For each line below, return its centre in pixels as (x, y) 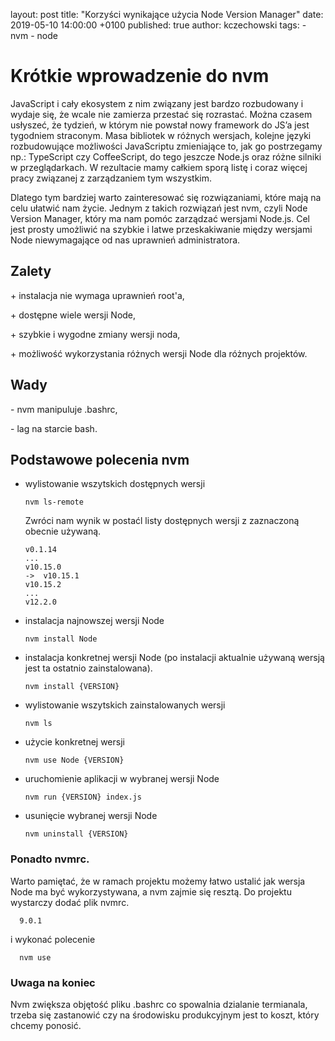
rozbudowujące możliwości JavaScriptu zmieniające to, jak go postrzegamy (166, 146)
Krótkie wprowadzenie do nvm (140, 76)
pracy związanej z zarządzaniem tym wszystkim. (111, 178)
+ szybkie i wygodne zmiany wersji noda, (95, 334)
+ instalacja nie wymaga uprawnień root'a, (97, 295)
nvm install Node (61, 639)
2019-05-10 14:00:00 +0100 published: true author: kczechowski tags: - (158, 25)
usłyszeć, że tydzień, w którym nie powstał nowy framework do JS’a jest (160, 125)
